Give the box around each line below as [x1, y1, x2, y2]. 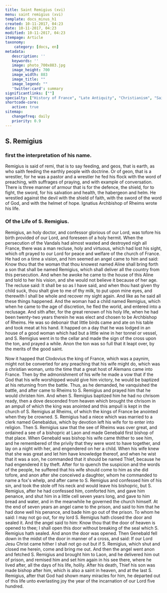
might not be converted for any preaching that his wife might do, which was [5, 361, 161, 367]
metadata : [5, 49, 26, 54]
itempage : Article [5, 35, 43, 40]
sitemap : [5, 109, 23, 115]
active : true [11, 105, 39, 110]
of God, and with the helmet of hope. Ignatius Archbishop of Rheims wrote [5, 200, 158, 206]
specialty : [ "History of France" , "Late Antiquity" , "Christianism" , [5, 95, 153, 100]
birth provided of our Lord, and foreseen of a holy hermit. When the [5, 235, 143, 241]
